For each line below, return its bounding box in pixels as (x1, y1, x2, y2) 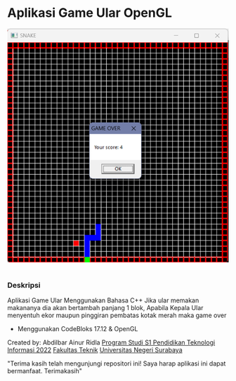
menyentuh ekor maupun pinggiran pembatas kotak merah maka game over (7, 311, 227, 320)
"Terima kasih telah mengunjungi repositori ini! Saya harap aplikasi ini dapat (7, 359, 226, 368)
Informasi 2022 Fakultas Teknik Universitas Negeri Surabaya (7, 346, 183, 354)
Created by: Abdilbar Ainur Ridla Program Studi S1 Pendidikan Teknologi (7, 338, 216, 347)
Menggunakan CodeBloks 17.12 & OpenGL (17, 325, 138, 333)
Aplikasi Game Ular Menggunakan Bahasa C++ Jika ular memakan (7, 296, 199, 305)
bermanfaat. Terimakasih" (7, 367, 83, 375)
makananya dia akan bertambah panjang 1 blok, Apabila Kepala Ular (7, 304, 204, 312)
